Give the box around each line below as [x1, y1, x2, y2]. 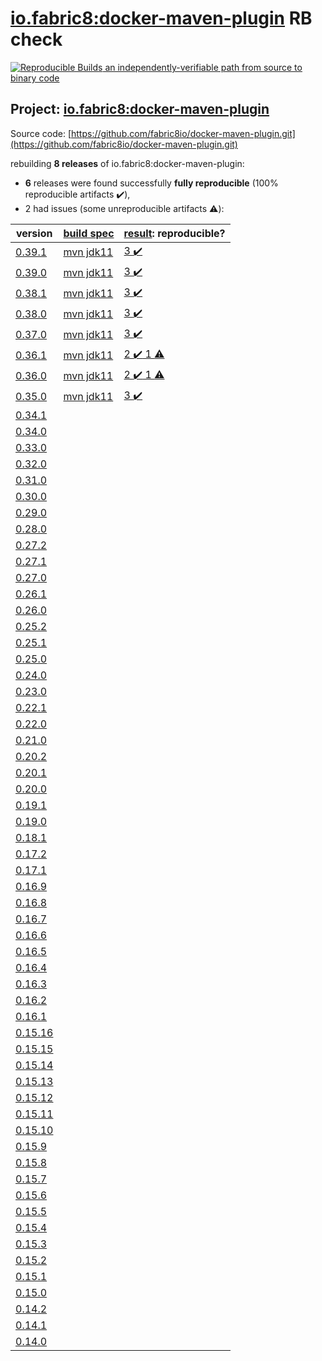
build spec [63, 226, 115, 240]
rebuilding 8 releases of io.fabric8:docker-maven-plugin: [10, 157, 245, 169]
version [16, 226, 53, 240]
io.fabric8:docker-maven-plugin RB [10, 7, 313, 30]
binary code [10, 72, 60, 84]
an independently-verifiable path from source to [104, 61, 303, 73]
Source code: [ [10, 127, 72, 139]
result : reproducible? [123, 226, 226, 240]
